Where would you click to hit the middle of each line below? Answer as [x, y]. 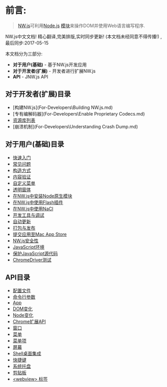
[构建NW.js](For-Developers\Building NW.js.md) [63, 107]
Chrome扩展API [29, 322]
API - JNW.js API [30, 77]
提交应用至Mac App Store [40, 234]
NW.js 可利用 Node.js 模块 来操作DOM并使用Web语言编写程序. [81, 26]
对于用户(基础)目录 [35, 144]
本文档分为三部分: [24, 54]
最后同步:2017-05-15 [27, 43]
